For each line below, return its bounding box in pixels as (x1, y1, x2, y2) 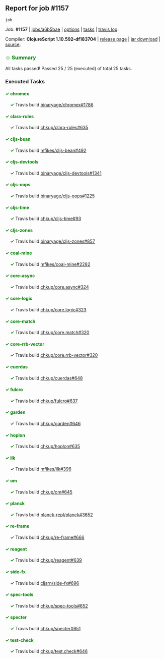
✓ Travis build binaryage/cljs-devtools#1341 (10, 170, 102, 176)
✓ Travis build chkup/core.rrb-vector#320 (10, 352, 98, 358)
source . (5, 41, 21, 47)
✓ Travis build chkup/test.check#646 (10, 648, 88, 654)
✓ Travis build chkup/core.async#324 (10, 284, 89, 290)
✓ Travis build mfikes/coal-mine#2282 (10, 261, 91, 267)
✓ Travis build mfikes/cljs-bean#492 (10, 147, 87, 153)
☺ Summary (5, 54, 36, 61)
